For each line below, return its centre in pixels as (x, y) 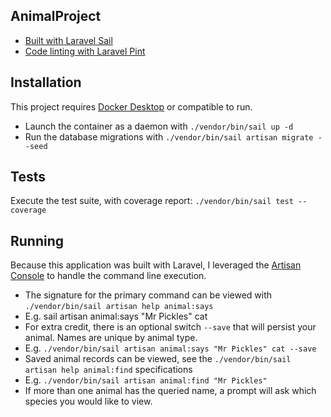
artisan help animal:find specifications (108, 370)
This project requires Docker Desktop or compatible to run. (131, 106)
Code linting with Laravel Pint (85, 51)
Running (37, 240)
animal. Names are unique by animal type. (111, 338)
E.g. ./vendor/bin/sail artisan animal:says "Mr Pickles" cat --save (170, 348)
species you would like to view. (88, 401)
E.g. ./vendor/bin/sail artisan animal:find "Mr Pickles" (146, 380)
